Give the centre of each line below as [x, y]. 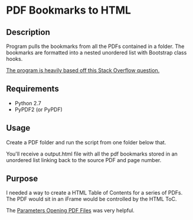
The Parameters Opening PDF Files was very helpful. [70, 211]
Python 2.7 [28, 103]
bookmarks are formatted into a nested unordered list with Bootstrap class [97, 53]
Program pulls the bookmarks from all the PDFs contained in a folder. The [95, 46]
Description [28, 32]
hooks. [14, 59]
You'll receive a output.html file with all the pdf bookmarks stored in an [92, 154]
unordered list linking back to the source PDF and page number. [84, 160]
